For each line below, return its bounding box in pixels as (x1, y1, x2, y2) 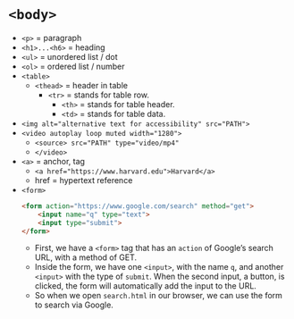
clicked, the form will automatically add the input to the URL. (34, 281, 256, 291)
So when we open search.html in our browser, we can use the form (34, 290, 283, 301)
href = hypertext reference (34, 174, 133, 185)
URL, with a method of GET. (34, 252, 138, 263)
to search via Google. (34, 299, 113, 310)
